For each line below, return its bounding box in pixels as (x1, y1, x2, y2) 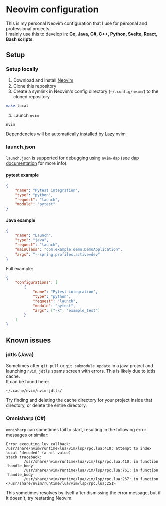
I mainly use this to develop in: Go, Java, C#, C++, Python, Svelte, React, (6, 31, 157, 37)
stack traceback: (6, 455, 42, 460)
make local (6, 103, 29, 108)
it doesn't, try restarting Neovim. (6, 495, 73, 501)
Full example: (6, 266, 33, 272)
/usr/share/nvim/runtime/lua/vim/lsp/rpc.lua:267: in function (24, 477, 158, 482)
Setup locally (6, 66, 39, 73)
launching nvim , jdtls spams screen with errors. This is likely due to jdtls (6, 368, 156, 374)
